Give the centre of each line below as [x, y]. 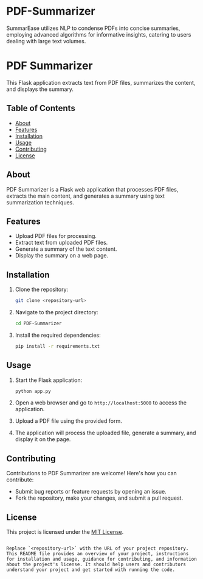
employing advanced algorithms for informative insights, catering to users [99, 34]
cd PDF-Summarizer [38, 323]
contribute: [20, 480]
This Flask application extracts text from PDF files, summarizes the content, [101, 82]
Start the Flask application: [49, 380]
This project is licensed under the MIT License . [65, 532]
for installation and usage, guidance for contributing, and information [102, 559]
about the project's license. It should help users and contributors [96, 565]
